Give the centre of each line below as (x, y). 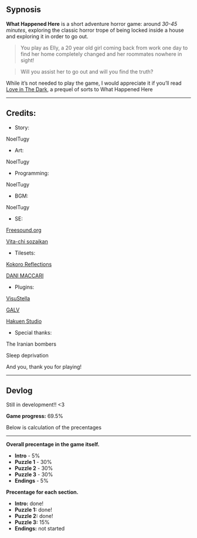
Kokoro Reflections (29, 264)
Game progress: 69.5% (35, 416)
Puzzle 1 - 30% (33, 462)
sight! (27, 60)
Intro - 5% (27, 456)
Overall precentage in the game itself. (53, 445)
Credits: (21, 113)
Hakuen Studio (24, 321)
